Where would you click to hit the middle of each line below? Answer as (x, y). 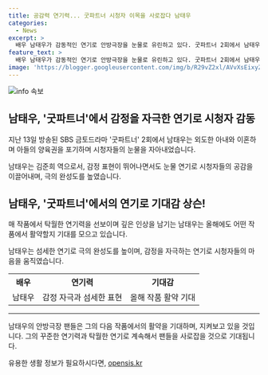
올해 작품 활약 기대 (163, 298)
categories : (28, 23)
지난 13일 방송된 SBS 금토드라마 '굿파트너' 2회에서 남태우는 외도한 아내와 (122, 139)
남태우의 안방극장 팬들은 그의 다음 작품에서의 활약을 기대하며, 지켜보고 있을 (124, 326)
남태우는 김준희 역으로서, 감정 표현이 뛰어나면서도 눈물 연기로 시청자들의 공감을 (131, 166)
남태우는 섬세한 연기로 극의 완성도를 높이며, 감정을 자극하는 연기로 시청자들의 (128, 251)
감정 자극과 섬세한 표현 (83, 298)
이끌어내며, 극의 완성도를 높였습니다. (65, 176)
